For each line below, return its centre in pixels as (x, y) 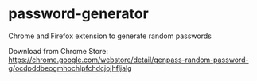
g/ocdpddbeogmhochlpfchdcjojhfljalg (70, 67)
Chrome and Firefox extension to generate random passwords (110, 36)
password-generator (78, 14)
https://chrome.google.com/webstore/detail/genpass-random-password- (128, 60)
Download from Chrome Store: (58, 51)
